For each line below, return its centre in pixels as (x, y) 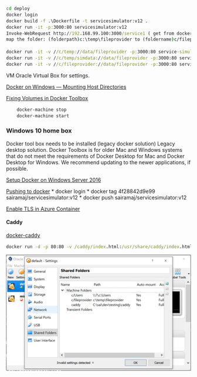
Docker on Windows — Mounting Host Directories (66, 87)
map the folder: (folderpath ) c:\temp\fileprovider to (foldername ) (90, 40)
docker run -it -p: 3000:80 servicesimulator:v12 (67, 27)
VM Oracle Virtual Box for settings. (48, 75)
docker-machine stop (42, 110)
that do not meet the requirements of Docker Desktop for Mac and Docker (95, 156)
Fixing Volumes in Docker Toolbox (47, 98)
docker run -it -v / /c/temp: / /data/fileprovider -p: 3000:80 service (91, 52)
